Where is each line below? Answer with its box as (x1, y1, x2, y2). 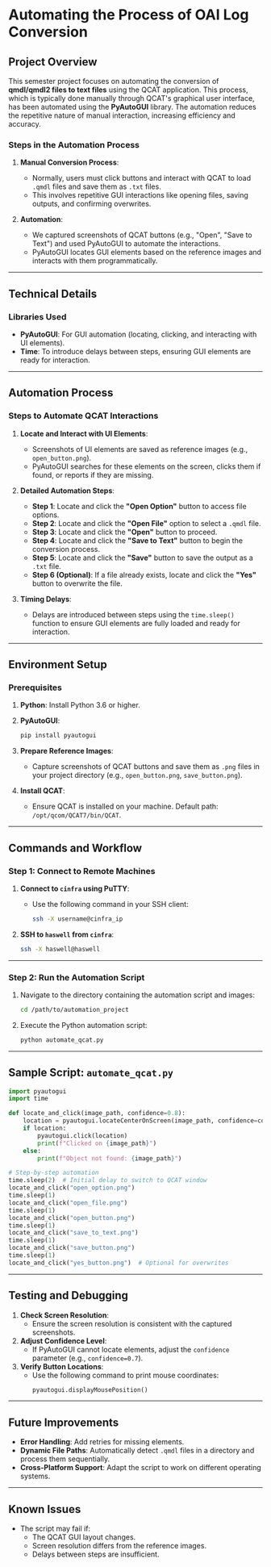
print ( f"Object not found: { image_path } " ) (37, 1154, 182, 1163)
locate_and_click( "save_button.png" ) (8, 1244, 135, 1252)
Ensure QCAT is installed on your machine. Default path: (31, 801, 219, 812)
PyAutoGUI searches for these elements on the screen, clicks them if (31, 462, 261, 471)
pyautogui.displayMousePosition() (31, 1385, 148, 1394)
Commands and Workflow (8, 841, 143, 855)
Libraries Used (8, 311, 67, 322)
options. (31, 510, 60, 520)
